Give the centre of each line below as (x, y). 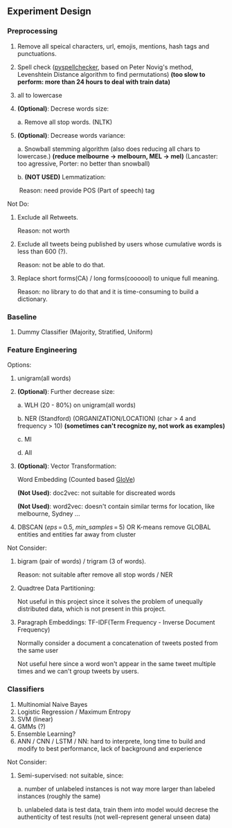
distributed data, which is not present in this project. (91, 609)
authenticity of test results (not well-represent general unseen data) (114, 817)
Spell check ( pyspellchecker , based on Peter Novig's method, (105, 67)
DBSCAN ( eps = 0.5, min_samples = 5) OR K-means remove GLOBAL (114, 527)
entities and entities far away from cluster (77, 534)
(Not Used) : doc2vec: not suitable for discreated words (96, 493)
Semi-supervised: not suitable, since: (70, 775)
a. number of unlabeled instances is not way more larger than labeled (116, 789)
